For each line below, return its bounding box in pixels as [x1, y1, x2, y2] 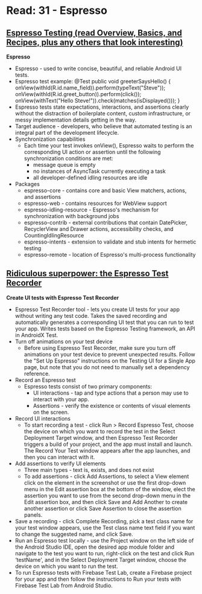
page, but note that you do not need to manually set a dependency [24, 363, 190, 370]
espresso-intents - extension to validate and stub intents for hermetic [24, 238, 197, 245]
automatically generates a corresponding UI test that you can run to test [14, 318, 194, 326]
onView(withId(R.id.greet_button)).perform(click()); [14, 91, 142, 97]
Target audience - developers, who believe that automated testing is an [14, 123, 192, 130]
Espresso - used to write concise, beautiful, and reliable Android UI [14, 65, 182, 72]
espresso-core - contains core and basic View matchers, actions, [24, 187, 187, 194]
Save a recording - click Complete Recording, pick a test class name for [14, 517, 194, 525]
